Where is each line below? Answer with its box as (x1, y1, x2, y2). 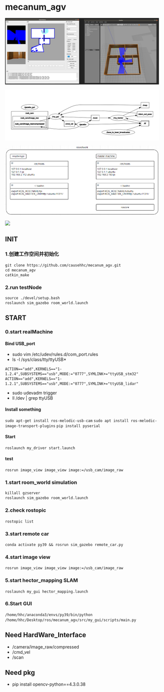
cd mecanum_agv (5, 267, 36, 273)
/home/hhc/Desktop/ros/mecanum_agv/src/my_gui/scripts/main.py (5, 618, 137, 622)
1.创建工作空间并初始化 (5, 251, 60, 258)
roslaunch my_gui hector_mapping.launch (5, 589, 89, 594)
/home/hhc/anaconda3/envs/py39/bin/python (5, 612, 93, 617)
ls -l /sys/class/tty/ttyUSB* (12, 357, 67, 362)
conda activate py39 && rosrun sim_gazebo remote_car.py (5, 542, 123, 547)
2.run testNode (5, 284, 42, 290)
